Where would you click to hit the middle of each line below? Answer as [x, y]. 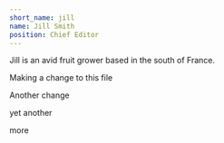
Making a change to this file [61, 78]
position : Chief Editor [54, 34]
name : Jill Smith [42, 26]
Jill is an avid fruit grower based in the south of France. [112, 61]
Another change [39, 95]
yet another [31, 113]
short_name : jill [42, 18]
